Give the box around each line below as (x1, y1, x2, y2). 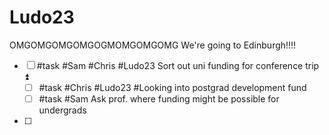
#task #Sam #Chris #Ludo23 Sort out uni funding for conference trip (36, 59, 320, 71)
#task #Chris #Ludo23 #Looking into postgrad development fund (38, 81, 307, 93)
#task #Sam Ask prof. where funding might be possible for (38, 93, 280, 105)
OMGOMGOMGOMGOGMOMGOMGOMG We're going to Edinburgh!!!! (9, 39, 297, 51)
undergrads (38, 104, 87, 116)
